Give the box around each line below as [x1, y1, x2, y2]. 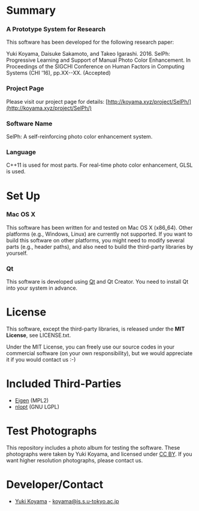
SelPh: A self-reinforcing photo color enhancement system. [6, 133, 153, 140]
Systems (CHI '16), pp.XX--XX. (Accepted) [6, 70, 111, 77]
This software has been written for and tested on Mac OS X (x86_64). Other [6, 224, 193, 231]
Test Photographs [6, 424, 97, 438]
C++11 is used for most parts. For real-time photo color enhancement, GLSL [6, 161, 193, 169]
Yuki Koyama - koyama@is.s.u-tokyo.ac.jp [14, 497, 119, 504]
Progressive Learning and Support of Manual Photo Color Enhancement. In [6, 56, 191, 64]
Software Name [6, 119, 53, 128]
